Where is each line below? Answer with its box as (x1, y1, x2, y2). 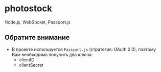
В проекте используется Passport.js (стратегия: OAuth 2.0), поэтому (11, 46, 156, 52)
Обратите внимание (4, 33, 70, 42)
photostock (4, 3, 52, 14)
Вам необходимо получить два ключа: (11, 51, 93, 57)
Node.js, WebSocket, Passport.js (4, 19, 71, 25)
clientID (19, 57, 35, 63)
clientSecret (19, 62, 44, 68)
